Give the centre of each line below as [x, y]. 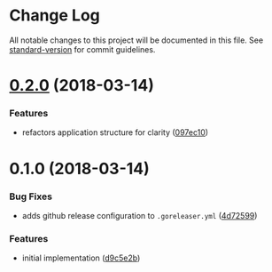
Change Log [54, 16]
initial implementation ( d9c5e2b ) [81, 258]
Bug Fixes [31, 196]
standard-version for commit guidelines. [82, 49]
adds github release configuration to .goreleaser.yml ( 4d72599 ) [140, 215]
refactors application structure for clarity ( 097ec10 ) [115, 132]
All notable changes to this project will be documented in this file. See [136, 40]
